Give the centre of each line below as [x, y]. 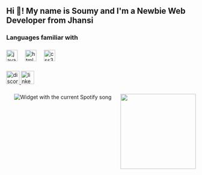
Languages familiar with [42, 38]
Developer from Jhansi [50, 21]
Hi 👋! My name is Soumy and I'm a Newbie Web [96, 11]
